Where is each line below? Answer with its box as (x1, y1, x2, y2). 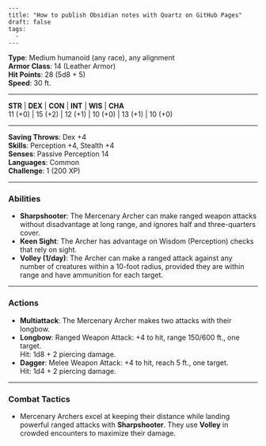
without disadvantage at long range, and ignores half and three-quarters (19, 220, 256, 229)
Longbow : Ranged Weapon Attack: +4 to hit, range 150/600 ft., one (19, 333, 240, 342)
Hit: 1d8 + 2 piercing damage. (19, 349, 116, 359)
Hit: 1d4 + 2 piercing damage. (19, 366, 116, 375)
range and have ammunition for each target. (19, 271, 164, 280)
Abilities (8, 193, 41, 204)
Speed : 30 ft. (8, 79, 51, 87)
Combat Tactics (8, 394, 70, 405)
